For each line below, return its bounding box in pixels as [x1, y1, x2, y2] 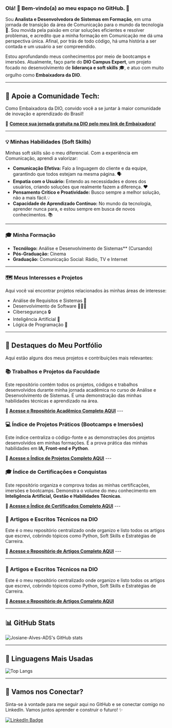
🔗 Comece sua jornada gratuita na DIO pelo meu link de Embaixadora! [5, 120, 156, 127]
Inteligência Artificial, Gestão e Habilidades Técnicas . [5, 493, 122, 499]
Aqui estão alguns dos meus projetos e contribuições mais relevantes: [5, 355, 154, 361]
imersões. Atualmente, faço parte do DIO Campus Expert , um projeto [5, 59, 152, 65]
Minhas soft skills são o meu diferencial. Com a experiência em [5, 150, 138, 156]
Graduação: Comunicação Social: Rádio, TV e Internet [12, 256, 128, 262]
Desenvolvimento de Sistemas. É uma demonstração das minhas [5, 392, 142, 399]
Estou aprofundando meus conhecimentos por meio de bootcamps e [5, 53, 150, 59]
